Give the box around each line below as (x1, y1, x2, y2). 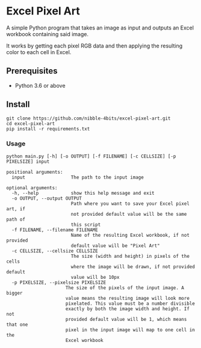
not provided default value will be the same (70, 211, 187, 217)
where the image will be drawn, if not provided (70, 263, 196, 270)
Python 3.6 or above (14, 82, 66, 89)
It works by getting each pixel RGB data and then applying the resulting (6, 42, 183, 49)
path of (6, 216, 26, 222)
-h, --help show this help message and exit (11, 190, 155, 196)
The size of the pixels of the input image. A (65, 284, 185, 291)
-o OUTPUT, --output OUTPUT (11, 195, 82, 201)
